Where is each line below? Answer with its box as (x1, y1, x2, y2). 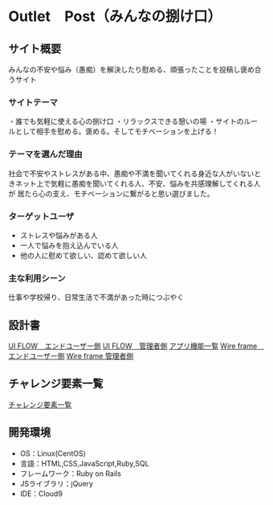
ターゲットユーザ (8, 211, 75, 222)
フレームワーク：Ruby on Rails (19, 468, 122, 478)
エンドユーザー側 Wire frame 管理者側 (8, 351, 134, 360)
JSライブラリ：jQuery (19, 478, 94, 488)
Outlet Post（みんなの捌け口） (8, 7, 222, 26)
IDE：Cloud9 (19, 488, 63, 499)
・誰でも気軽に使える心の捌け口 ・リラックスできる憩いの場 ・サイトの (8, 117, 244, 126)
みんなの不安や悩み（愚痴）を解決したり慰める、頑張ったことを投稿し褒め (8, 65, 255, 74)
